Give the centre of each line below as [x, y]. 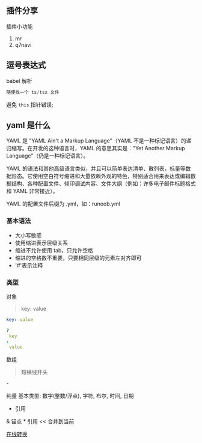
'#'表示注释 [29, 265]
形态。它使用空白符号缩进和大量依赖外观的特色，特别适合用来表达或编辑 [101, 176]
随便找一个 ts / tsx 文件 [33, 92]
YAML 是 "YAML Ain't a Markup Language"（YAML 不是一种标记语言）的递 [99, 141]
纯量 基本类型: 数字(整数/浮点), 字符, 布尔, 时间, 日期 [70, 396]
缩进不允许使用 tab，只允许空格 [54, 250]
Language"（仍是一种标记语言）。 [47, 156]
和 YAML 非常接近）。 [32, 191]
